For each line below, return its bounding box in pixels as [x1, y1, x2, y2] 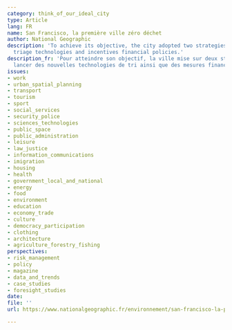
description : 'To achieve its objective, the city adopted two [7, 42, 193, 49]
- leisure [7, 139, 36, 146]
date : [7, 293, 23, 300]
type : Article [7, 17, 48, 24]
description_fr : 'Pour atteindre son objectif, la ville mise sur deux [7, 55, 217, 62]
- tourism [7, 94, 36, 101]
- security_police [7, 113, 60, 120]
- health [7, 171, 32, 178]
